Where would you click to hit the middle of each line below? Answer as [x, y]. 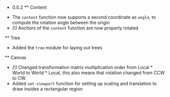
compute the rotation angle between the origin [61, 23]
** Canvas [16, 57]
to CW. [19, 78]
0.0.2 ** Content [29, 7]
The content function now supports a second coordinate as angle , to [84, 17]
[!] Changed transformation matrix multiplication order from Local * [82, 67]
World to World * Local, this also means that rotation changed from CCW [88, 73]
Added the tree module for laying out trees [57, 47]
